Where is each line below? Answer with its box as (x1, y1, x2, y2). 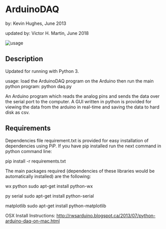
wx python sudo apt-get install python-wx (5, 183, 93, 189)
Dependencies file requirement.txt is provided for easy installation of (5, 137, 149, 143)
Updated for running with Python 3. (5, 68, 79, 74)
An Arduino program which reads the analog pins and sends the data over (5, 93, 160, 99)
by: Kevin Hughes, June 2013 (5, 20, 67, 26)
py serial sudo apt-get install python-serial (5, 193, 94, 199)
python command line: (5, 148, 52, 154)
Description (5, 55, 43, 63)
